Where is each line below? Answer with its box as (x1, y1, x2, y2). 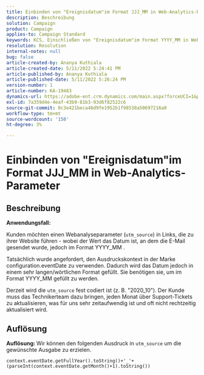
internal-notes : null (6, 49, 61, 55)
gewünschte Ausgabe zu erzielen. (6, 346, 92, 353)
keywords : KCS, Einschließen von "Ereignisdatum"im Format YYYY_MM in (6, 37, 189, 43)
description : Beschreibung (6, 15, 75, 21)
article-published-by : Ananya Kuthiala (6, 71, 107, 77)
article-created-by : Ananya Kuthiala (6, 59, 102, 66)
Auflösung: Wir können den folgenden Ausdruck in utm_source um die (6, 339, 182, 346)
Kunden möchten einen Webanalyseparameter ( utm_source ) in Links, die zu (6, 231, 194, 238)
